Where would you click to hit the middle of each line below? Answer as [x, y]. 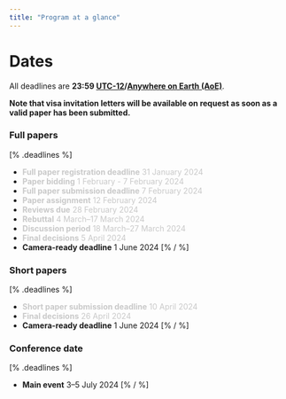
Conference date [46, 348]
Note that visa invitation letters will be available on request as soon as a [143, 103]
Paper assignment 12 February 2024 [89, 199]
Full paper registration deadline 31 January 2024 [112, 172]
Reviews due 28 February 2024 [80, 209]
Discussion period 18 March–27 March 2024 [104, 228]
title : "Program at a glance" [65, 17]
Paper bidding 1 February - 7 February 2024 [103, 181]
